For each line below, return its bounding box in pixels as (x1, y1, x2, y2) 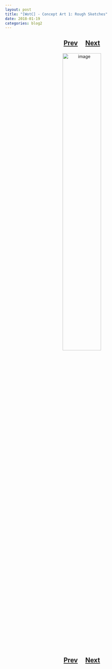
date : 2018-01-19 (5, 16, 40, 21)
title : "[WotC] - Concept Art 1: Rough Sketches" (5, 12, 108, 17)
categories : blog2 (5, 20, 42, 26)
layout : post (5, 7, 32, 12)
